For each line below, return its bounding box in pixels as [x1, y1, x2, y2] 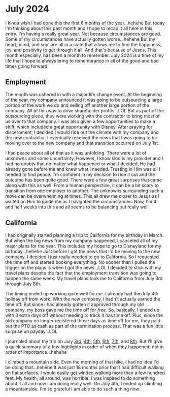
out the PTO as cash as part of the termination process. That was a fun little [5, 323, 164, 329]
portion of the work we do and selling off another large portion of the [5, 102, 150, 108]
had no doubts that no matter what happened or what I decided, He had [5, 161, 155, 167]
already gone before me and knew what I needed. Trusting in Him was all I [5, 166, 160, 172]
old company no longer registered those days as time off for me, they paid [5, 317, 161, 323]
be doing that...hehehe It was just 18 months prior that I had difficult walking [5, 364, 164, 370]
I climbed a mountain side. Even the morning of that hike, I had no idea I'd [5, 359, 159, 365]
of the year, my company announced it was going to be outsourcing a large [5, 97, 162, 103]
